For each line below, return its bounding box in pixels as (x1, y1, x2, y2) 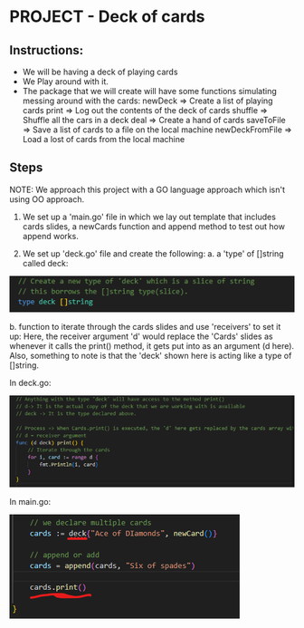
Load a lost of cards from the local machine (22, 134, 185, 144)
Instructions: (9, 43, 84, 58)
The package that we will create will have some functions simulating (22, 86, 278, 96)
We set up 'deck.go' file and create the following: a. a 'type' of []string (22, 247, 284, 259)
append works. (22, 230, 79, 241)
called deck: (22, 257, 69, 268)
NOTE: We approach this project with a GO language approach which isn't (9, 184, 286, 195)
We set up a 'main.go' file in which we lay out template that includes (22, 211, 276, 222)
